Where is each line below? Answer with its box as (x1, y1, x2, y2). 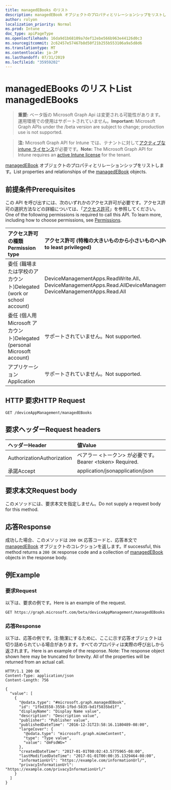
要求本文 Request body (5, 486, 77, 495)
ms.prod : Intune (5, 26, 40, 32)
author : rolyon (5, 17, 38, 22)
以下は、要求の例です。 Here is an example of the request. (5, 600, 126, 606)
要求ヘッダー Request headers (5, 425, 101, 434)
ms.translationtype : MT (5, 45, 56, 50)
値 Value (77, 442, 97, 449)
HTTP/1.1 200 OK (5, 669, 40, 674)
